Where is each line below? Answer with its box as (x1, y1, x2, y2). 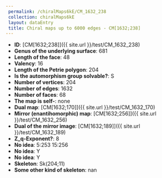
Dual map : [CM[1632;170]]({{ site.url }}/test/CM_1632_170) (14, 104, 155, 111)
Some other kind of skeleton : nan (14, 166, 97, 174)
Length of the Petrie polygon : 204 (14, 66, 99, 74)
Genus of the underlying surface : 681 (14, 48, 108, 55)
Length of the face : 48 (14, 54, 70, 61)
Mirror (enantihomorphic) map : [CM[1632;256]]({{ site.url (14, 110, 157, 117)
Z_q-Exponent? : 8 (14, 135, 60, 142)
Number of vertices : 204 (14, 79, 76, 86)
